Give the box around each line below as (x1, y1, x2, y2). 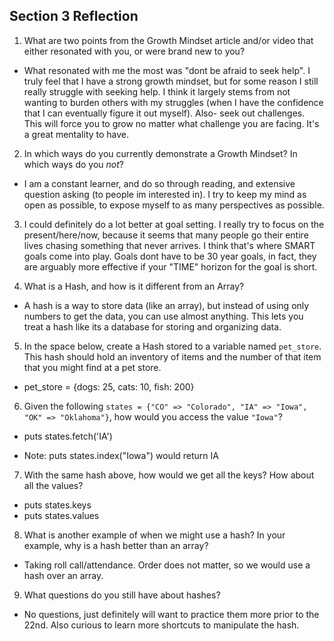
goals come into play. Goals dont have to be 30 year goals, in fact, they (23, 250, 317, 262)
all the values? (23, 479, 84, 491)
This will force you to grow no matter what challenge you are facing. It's (23, 117, 320, 129)
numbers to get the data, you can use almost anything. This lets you (23, 310, 304, 322)
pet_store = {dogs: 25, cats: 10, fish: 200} (23, 380, 195, 393)
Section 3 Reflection (9, 8, 139, 25)
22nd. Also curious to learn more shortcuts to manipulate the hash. (23, 619, 300, 631)
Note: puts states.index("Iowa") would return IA (23, 449, 219, 461)
